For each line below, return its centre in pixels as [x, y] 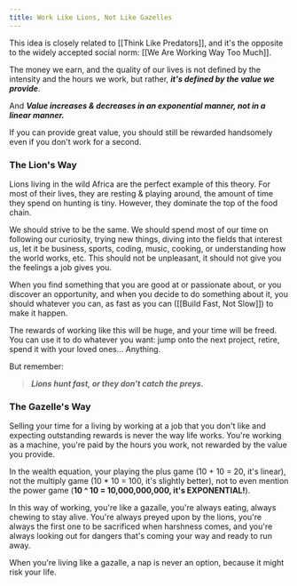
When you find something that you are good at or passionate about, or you [145, 285]
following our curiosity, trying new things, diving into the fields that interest [146, 239]
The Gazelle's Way [50, 406]
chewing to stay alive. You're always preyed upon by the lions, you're [136, 518]
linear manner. [37, 115]
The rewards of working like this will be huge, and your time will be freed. [143, 330]
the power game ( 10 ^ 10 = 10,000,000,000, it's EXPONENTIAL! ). [130, 491]
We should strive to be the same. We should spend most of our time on [139, 229]
